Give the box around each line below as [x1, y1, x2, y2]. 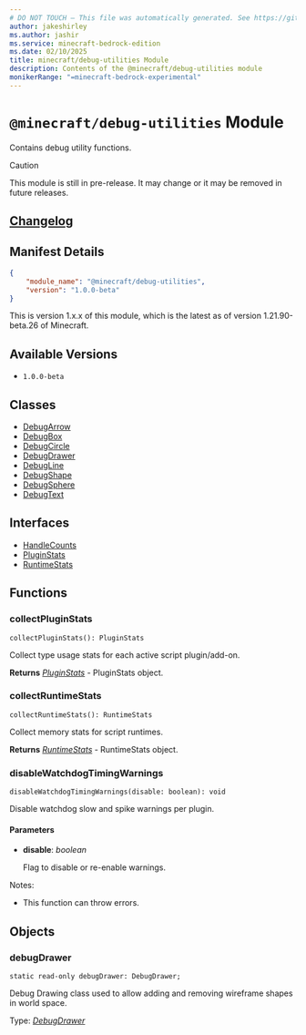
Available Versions [9, 346, 118, 362]
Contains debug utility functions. [9, 142, 132, 153]
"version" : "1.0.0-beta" [25, 285, 120, 294]
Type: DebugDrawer [9, 1015, 86, 1026]
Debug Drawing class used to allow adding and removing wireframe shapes [9, 988, 293, 999]
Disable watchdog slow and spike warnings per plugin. [9, 804, 215, 815]
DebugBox [22, 431, 63, 442]
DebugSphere [22, 479, 76, 490]
